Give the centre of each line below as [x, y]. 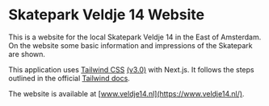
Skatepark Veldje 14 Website [106, 15]
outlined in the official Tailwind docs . [69, 78]
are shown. [27, 54]
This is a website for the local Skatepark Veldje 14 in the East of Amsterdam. [135, 37]
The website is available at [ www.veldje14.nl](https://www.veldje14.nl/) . [126, 93]
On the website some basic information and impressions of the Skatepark [130, 45]
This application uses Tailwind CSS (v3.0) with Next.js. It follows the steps [131, 69]
